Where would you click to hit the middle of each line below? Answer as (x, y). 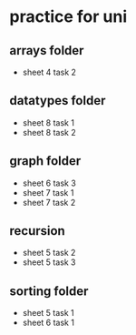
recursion (37, 231)
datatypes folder (58, 101)
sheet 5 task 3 (49, 262)
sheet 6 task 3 (49, 183)
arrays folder (47, 51)
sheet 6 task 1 (49, 323)
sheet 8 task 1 (49, 122)
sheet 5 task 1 (48, 313)
